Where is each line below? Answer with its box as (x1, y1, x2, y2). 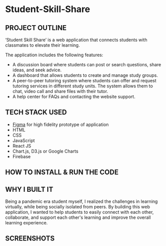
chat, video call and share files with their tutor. (12, 88, 108, 94)
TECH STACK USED (5, 108, 67, 116)
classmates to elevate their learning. (5, 42, 80, 48)
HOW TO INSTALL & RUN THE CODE (5, 168, 119, 177)
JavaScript (12, 137, 35, 144)
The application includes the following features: (5, 52, 104, 58)
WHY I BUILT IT (5, 185, 54, 194)
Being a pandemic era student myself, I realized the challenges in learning (5, 198, 158, 204)
